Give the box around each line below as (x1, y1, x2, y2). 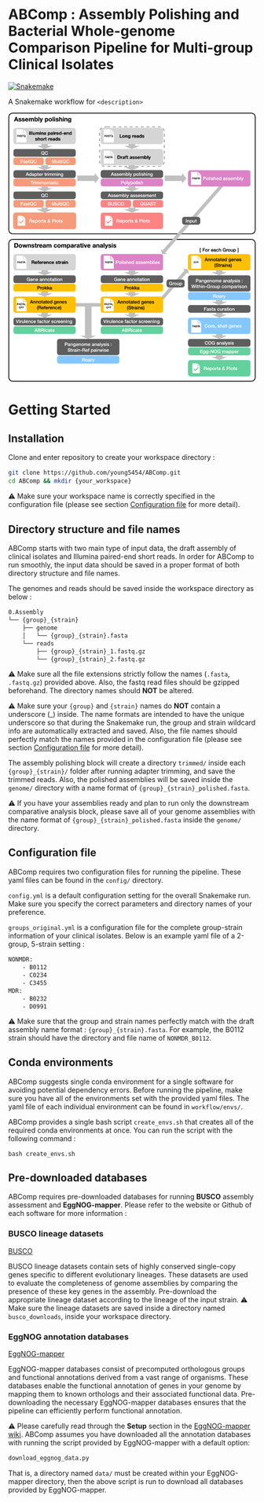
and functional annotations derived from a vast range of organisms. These (8, 1373, 249, 1383)
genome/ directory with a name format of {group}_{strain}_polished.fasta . (8, 784, 251, 792)
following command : (8, 1133, 76, 1143)
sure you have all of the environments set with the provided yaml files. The (8, 1093, 250, 1103)
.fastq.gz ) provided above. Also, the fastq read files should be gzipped (8, 678, 240, 687)
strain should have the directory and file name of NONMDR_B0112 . (8, 1033, 212, 1042)
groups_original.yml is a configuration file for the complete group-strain (8, 922, 244, 932)
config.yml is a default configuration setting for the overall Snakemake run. (8, 891, 251, 900)
